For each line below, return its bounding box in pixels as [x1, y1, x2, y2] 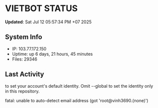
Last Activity [5, 70, 45, 78]
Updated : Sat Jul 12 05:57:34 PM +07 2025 [5, 19, 92, 25]
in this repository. [5, 88, 40, 94]
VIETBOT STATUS [5, 3, 78, 14]
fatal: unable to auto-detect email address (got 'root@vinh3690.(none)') [5, 97, 149, 103]
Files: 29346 [12, 56, 37, 62]
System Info [5, 33, 43, 41]
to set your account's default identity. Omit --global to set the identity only [5, 83, 154, 89]
